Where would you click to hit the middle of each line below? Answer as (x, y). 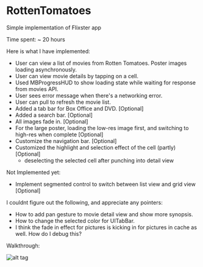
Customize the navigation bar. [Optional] (66, 141)
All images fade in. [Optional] (52, 121)
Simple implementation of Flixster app (54, 27)
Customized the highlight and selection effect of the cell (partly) (95, 147)
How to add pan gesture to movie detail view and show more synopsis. (104, 214)
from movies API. (37, 89)
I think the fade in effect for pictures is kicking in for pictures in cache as (106, 227)
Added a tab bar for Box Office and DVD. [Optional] (79, 108)
